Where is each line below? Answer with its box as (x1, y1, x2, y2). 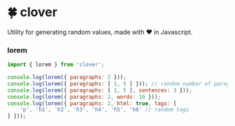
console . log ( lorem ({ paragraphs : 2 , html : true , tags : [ (7, 99, 177, 107)
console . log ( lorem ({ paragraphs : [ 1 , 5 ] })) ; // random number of (7, 80, 211, 87)
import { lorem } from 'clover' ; (7, 61, 105, 69)
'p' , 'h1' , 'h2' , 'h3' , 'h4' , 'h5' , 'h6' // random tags (20, 106, 190, 113)
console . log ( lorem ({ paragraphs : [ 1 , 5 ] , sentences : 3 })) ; (7, 87, 192, 94)
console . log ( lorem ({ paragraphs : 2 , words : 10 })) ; (7, 93, 161, 100)
